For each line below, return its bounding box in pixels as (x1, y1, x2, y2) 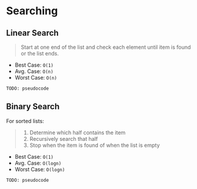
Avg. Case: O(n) (14, 68, 53, 75)
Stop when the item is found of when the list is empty (29, 141, 160, 149)
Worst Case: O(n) (14, 74, 58, 81)
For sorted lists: (6, 117, 45, 124)
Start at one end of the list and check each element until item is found (20, 43, 191, 51)
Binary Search (6, 102, 60, 112)
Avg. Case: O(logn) (14, 159, 62, 166)
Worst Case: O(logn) (14, 165, 65, 173)
